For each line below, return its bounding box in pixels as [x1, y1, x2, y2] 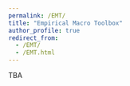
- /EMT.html [15, 49, 56, 57]
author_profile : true [8, 26, 81, 34]
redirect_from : [8, 33, 59, 42]
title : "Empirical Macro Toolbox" [8, 19, 124, 27]
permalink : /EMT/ [8, 11, 66, 20]
